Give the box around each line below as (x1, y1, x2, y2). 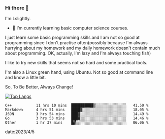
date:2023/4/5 (5, 129, 35, 135)
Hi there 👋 (5, 4, 30, 11)
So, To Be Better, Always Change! (5, 84, 73, 90)
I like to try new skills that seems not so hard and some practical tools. (5, 60, 148, 66)
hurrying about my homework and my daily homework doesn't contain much (5, 45, 160, 51)
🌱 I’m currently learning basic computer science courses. (12, 25, 129, 31)
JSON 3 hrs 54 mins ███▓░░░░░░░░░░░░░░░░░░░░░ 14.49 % (5, 111, 149, 117)
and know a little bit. (5, 75, 46, 81)
